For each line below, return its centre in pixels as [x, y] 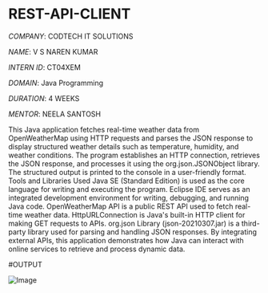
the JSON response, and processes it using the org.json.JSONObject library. [134, 163]
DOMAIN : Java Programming [56, 83]
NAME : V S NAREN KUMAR [53, 51]
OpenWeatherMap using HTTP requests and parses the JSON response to [131, 138]
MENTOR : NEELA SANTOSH [55, 114]
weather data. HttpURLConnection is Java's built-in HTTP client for [135, 214]
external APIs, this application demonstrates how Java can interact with [126, 240]
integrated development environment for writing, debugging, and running [129, 197]
